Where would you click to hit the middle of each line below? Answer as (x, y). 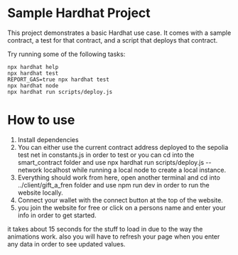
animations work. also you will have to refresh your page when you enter (114, 237)
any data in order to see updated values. (66, 244)
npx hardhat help (33, 67)
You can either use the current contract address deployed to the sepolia (123, 147)
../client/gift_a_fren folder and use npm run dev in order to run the (113, 185)
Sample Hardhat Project (79, 13)
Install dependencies (48, 139)
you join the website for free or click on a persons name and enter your (121, 207)
